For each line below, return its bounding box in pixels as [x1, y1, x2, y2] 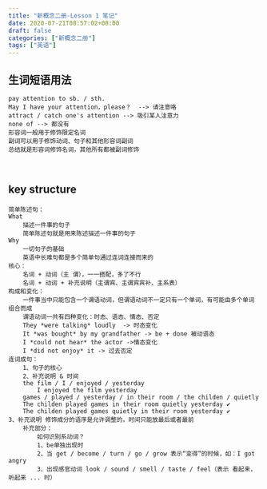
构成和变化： [8, 287, 45, 296]
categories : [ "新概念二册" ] [8, 34, 96, 42]
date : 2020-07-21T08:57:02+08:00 [8, 19, 120, 27]
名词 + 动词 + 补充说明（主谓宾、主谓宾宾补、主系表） [22, 279, 181, 287]
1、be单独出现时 [37, 441, 84, 449]
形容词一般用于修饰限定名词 [8, 129, 86, 137]
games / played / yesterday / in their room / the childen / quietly [22, 393, 260, 401]
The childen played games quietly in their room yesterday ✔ [22, 407, 230, 415]
